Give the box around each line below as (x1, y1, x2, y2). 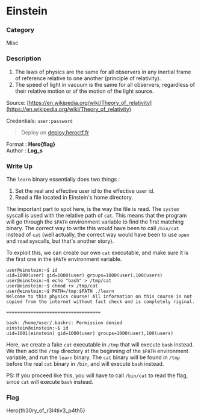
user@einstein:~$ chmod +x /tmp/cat (6, 283, 98, 289)
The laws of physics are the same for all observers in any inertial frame (14, 68, 191, 75)
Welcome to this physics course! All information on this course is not (6, 293, 193, 299)
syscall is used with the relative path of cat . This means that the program (6, 212, 187, 219)
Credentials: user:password (6, 117, 73, 124)
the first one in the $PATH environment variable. (6, 255, 122, 263)
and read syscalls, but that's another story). (6, 237, 114, 245)
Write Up (6, 161, 33, 170)
